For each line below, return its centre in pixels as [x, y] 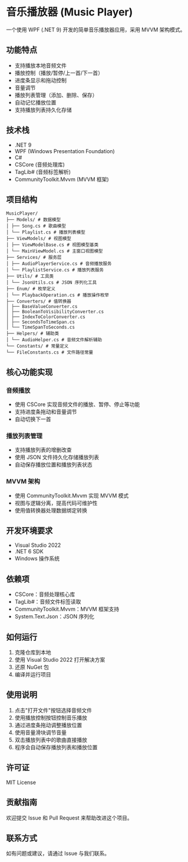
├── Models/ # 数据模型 [33, 220]
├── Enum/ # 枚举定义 [31, 289]
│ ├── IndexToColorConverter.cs [46, 317]
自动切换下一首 [33, 419]
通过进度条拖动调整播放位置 [48, 725]
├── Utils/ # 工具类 [30, 276]
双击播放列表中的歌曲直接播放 [51, 740]
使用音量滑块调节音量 [40, 732]
